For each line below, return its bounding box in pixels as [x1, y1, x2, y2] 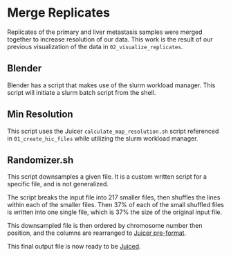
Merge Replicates [7, 5, 111, 21]
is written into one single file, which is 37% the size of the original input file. [7, 208, 223, 216]
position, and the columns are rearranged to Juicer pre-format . [7, 229, 187, 237]
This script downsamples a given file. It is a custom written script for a [7, 172, 207, 181]
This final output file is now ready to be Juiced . [7, 242, 141, 251]
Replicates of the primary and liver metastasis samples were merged [7, 28, 203, 36]
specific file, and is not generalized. [7, 180, 109, 188]
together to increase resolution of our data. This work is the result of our [7, 35, 213, 43]
